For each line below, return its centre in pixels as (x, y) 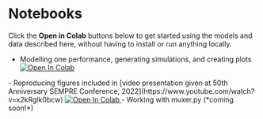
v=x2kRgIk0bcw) (36, 99)
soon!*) (21, 108)
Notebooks (46, 14)
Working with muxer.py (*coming (180, 99)
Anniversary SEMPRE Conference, (64, 91)
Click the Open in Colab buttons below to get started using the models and (130, 35)
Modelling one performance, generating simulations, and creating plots (135, 59)
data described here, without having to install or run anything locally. (120, 43)
